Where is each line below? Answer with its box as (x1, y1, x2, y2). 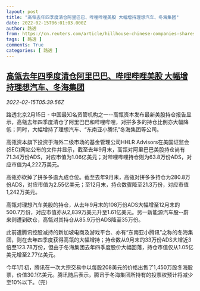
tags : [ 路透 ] (6, 36, 42, 42)
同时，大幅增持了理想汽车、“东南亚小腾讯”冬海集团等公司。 (16, 126, 162, 133)
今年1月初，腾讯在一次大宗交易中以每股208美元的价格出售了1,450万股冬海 (6, 264, 188, 271)
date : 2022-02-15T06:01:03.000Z (6, 20, 86, 26)
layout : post (6, 8, 39, 15)
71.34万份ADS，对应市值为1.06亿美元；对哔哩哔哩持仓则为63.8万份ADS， (6, 153, 187, 160)
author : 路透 (6, 25, 37, 32)
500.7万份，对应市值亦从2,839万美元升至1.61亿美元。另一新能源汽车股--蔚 (6, 208, 189, 215)
